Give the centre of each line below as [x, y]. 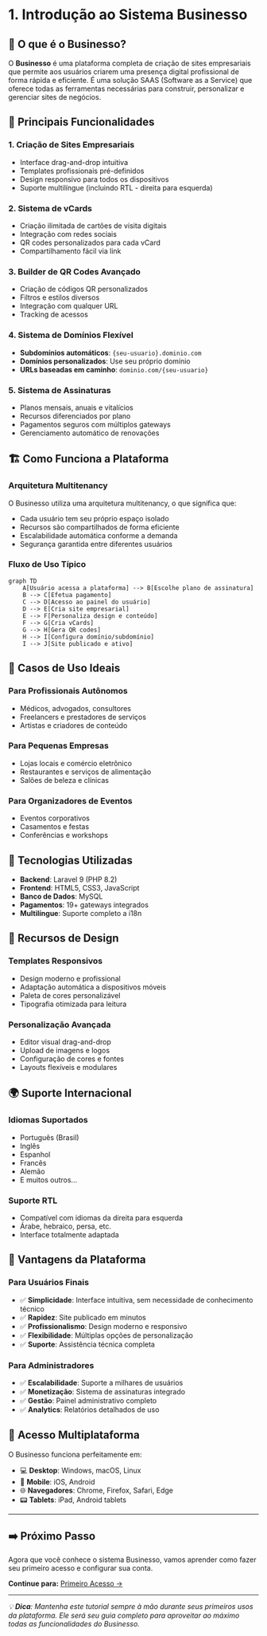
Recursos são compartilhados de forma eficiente [100, 527]
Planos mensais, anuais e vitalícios [76, 407]
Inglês [30, 1146]
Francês [33, 1162]
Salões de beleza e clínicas [64, 780]
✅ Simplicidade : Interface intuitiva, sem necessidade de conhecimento [136, 1300]
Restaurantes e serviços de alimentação [85, 772]
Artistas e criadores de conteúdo [74, 725]
